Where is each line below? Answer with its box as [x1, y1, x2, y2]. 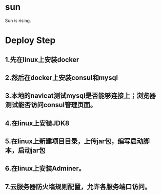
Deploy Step [5, 35, 56, 46]
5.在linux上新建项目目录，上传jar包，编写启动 [5, 137, 143, 146]
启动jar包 [18, 146, 45, 155]
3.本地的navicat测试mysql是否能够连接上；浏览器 [5, 92, 156, 100]
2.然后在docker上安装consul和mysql [5, 73, 118, 82]
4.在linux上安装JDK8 [5, 119, 70, 127]
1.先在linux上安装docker [5, 55, 80, 64]
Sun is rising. [5, 18, 31, 23]
